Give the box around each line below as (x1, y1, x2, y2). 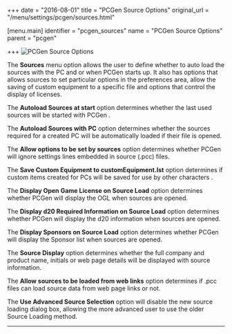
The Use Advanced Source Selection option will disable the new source (7, 297, 213, 306)
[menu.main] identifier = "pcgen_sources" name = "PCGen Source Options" (7, 27, 223, 35)
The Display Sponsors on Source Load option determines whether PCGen (7, 228, 219, 236)
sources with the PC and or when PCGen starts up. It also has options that (7, 68, 218, 76)
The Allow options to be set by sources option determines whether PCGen (7, 145, 222, 153)
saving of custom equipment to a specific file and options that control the (7, 83, 216, 91)
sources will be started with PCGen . (7, 111, 110, 119)
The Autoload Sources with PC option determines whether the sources (7, 124, 211, 132)
